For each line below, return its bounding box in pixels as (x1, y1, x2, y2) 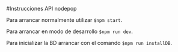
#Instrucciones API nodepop (6, 5, 77, 12)
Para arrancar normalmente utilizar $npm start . (6, 17, 123, 23)
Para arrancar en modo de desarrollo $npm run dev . (6, 28, 133, 35)
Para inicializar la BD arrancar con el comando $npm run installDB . (6, 40, 173, 46)
